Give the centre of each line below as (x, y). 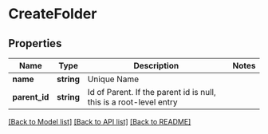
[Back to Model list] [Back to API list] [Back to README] (100, 122)
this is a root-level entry (132, 102)
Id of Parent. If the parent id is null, (152, 92)
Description (156, 66)
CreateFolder (53, 14)
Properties (35, 43)
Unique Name (113, 79)
